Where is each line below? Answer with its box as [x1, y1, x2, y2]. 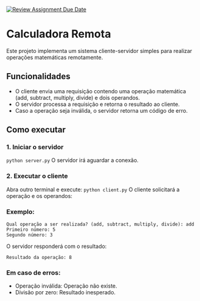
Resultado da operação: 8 [6, 255, 72, 261]
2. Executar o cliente [6, 172, 68, 180]
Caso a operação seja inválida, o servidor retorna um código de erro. [15, 107, 188, 114]
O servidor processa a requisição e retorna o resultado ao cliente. [15, 101, 180, 108]
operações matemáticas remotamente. [6, 54, 103, 61]
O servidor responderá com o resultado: [6, 243, 107, 250]
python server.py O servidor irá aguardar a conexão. [6, 157, 139, 164]
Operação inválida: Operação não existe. [15, 282, 117, 289]
